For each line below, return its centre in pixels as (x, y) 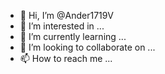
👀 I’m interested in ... (62, 26)
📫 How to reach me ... (66, 58)
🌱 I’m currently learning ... (73, 36)
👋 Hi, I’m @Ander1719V (66, 15)
